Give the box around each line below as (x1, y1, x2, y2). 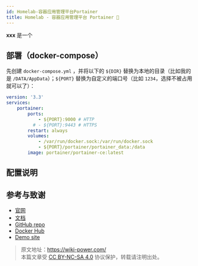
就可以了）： (6, 82, 35, 89)
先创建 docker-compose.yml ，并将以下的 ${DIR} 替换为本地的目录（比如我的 (6, 67, 191, 75)
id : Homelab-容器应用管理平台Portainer (6, 8, 98, 15)
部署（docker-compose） (6, 50, 103, 60)
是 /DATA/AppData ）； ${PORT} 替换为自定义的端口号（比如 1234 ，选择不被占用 (6, 75, 193, 82)
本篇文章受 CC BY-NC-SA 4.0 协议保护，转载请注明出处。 (20, 253, 163, 261)
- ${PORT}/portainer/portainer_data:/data (38, 144, 146, 150)
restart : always (27, 128, 68, 134)
